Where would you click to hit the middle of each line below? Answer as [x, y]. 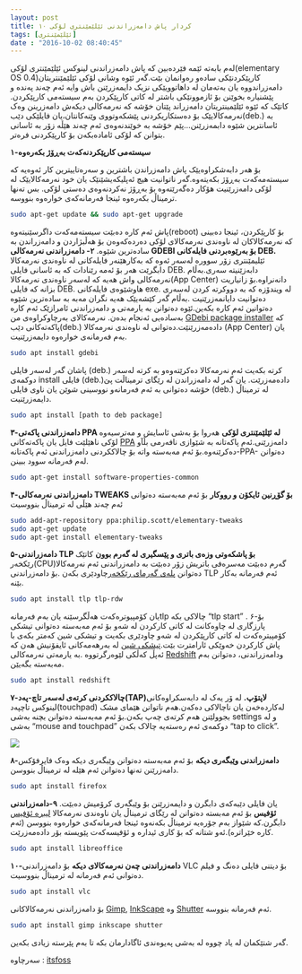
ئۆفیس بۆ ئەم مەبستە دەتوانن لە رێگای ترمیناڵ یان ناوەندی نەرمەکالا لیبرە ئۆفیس [143, 813]
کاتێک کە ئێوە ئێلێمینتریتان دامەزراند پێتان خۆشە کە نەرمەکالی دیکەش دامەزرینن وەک [150, 106]
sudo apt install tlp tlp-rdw [67, 599]
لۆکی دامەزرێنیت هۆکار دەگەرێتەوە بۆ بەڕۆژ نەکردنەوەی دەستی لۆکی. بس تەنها [141, 188]
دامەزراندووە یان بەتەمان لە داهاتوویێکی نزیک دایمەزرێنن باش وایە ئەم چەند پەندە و [147, 87]
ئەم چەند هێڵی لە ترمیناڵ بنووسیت [67, 504]
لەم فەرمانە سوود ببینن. [49, 461]
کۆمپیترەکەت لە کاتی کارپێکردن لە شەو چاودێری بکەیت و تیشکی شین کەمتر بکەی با [148, 635]
